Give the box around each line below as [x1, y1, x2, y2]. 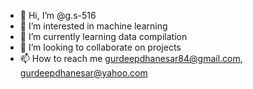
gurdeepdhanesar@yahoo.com [19, 67, 148, 79]
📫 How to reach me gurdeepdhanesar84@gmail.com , [19, 53, 243, 64]
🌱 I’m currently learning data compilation [19, 31, 188, 42]
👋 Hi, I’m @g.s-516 [19, 10, 97, 21]
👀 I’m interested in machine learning [19, 20, 168, 32]
